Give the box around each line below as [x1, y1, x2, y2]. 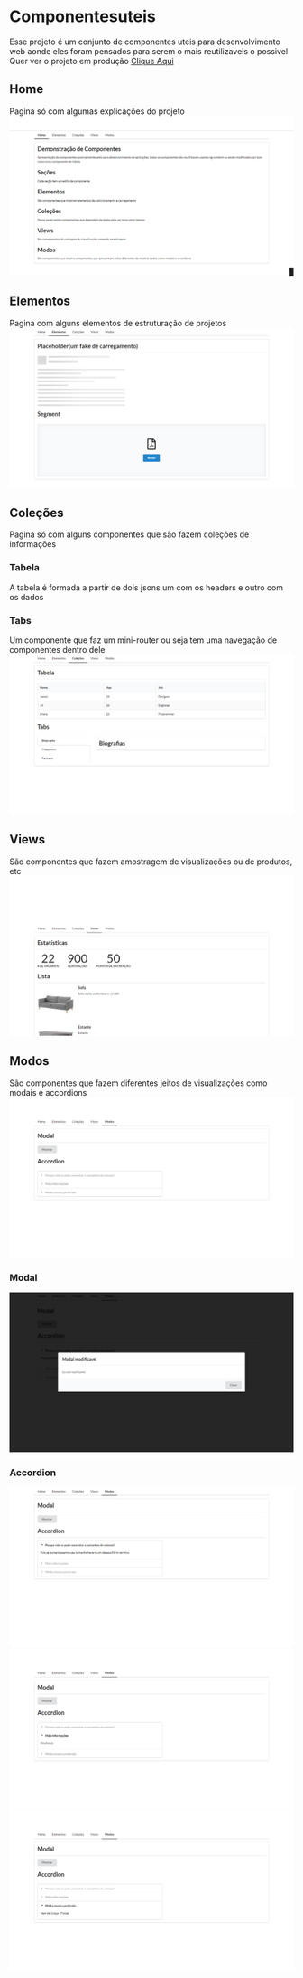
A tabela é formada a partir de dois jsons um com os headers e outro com [9, 581, 284, 593]
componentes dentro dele [9, 644, 106, 655]
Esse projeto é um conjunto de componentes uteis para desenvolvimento [9, 36, 281, 47]
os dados [9, 591, 44, 602]
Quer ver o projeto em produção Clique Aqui [9, 55, 174, 66]
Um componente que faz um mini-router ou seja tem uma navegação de [9, 635, 278, 645]
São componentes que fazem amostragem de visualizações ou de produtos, [9, 856, 293, 867]
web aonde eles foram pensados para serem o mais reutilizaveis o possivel [9, 45, 289, 56]
